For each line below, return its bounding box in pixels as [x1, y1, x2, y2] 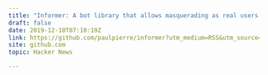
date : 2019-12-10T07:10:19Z [8, 26, 102, 34]
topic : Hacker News [8, 48, 73, 56]
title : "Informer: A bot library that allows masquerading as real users [8, 11, 259, 20]
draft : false [8, 19, 52, 27]
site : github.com [8, 41, 66, 49]
